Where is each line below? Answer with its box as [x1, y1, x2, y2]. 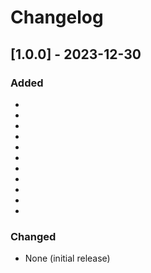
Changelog [10, 6, 104, 29]
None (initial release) [24, 252, 111, 265]
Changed [10, 229, 57, 243]
